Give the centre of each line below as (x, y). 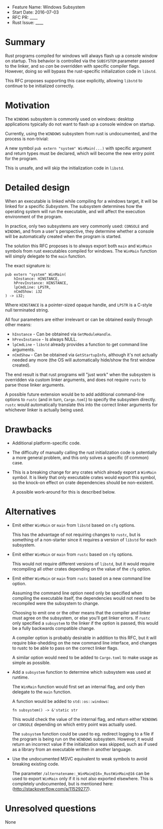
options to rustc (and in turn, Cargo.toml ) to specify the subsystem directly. (81, 399)
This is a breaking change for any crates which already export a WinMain (84, 472)
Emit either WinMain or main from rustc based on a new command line (81, 578)
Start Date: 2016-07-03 (36, 12)
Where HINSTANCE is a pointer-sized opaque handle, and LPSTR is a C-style (79, 305)
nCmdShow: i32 (28, 292)
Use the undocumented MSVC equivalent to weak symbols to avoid (80, 758)
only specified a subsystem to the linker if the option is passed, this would (85, 623)
